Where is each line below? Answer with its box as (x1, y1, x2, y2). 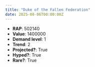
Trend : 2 (12, 41, 31, 47)
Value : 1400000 (12, 31, 46, 37)
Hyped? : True (12, 52, 41, 58)
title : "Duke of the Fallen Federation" (5, 7, 91, 12)
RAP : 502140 (12, 25, 40, 31)
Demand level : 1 (12, 36, 46, 42)
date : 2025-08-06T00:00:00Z (5, 12, 64, 17)
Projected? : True (12, 47, 48, 53)
